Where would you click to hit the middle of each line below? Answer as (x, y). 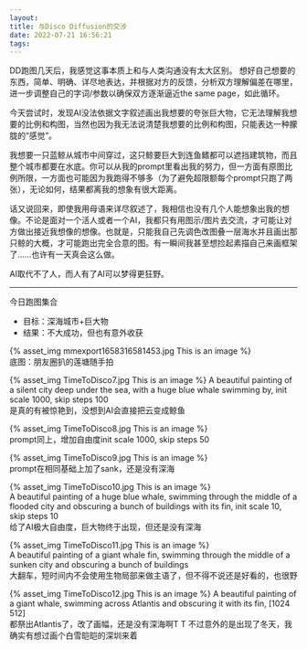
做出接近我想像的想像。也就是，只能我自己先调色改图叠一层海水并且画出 (153, 232)
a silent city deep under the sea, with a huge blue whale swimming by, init (148, 390)
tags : (20, 43)
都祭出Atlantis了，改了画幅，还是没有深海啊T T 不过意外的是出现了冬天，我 (151, 624)
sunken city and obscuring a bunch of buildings (99, 565)
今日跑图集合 (33, 302)
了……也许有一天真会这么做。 (65, 255)
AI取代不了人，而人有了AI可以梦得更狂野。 (89, 274)
